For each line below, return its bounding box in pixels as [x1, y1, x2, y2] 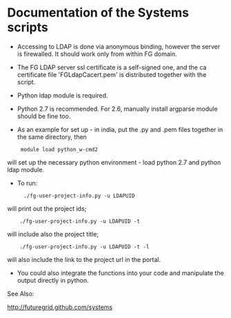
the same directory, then [17, 133, 88, 141]
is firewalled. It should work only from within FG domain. [17, 50, 177, 58]
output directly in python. [17, 276, 89, 284]
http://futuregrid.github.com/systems [7, 303, 112, 311]
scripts [7, 19, 48, 35]
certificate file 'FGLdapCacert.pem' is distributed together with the [17, 71, 207, 79]
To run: [17, 178, 38, 187]
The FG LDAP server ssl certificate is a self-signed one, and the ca [17, 63, 207, 71]
